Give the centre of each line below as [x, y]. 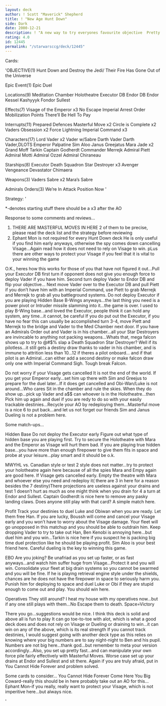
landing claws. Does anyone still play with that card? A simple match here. [80, 502]
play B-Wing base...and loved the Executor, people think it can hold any [78, 310]
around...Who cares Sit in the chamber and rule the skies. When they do [78, 389]
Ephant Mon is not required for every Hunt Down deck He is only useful [85, 238]
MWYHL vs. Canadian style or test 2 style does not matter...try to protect [79, 465]
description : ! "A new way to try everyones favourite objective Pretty [83, 33]
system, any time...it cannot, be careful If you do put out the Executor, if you [82, 316]
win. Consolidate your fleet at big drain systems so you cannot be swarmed [82, 568]
